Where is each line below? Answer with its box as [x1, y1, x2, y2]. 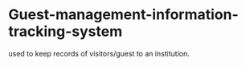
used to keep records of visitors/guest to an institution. [8, 49, 191, 58]
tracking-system [8, 22, 123, 41]
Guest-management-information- [8, 6, 239, 24]
